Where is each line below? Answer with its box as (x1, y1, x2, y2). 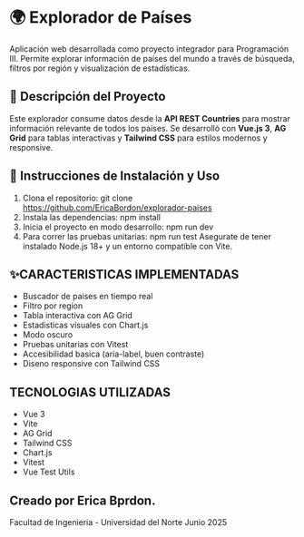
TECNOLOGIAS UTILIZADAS (9, 385, 171, 400)
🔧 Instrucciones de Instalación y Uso (9, 169, 221, 184)
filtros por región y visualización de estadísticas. (9, 63, 191, 73)
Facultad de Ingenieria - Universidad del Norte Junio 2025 (9, 517, 228, 527)
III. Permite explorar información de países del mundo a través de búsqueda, (9, 53, 295, 63)
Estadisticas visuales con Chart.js (22, 319, 149, 331)
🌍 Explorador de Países (9, 7, 192, 28)
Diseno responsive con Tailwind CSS (22, 358, 161, 369)
